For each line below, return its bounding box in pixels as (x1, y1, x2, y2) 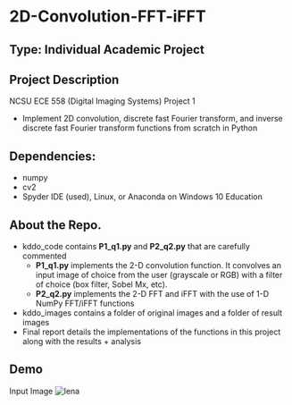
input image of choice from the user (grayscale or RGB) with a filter (35, 270, 283, 281)
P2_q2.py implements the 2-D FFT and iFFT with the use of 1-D (35, 289, 270, 300)
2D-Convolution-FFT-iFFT (9, 6, 207, 27)
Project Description (9, 72, 120, 87)
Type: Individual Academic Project (9, 42, 205, 57)
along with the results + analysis (21, 336, 141, 347)
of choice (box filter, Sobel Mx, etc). (35, 279, 168, 290)
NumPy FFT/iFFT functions (35, 298, 135, 309)
